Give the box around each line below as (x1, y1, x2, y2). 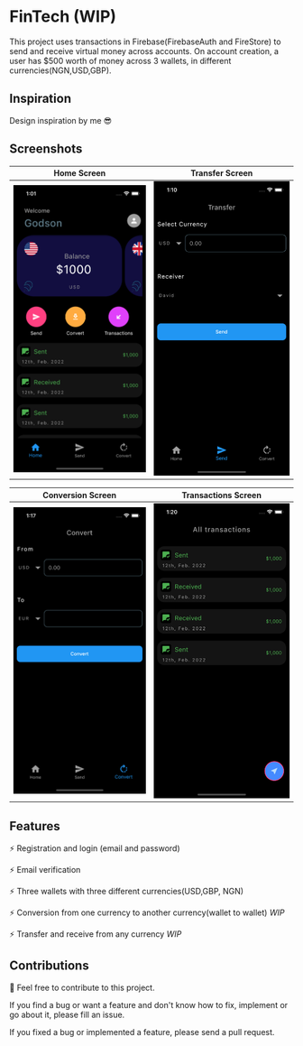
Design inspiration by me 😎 (9, 115, 113, 125)
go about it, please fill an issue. (9, 1009, 125, 1020)
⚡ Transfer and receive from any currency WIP (9, 928, 182, 940)
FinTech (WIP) (9, 6, 117, 27)
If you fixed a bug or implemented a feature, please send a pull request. (9, 1026, 275, 1037)
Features (9, 819, 60, 834)
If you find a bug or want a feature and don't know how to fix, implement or (9, 999, 289, 1010)
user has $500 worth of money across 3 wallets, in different (9, 55, 232, 66)
